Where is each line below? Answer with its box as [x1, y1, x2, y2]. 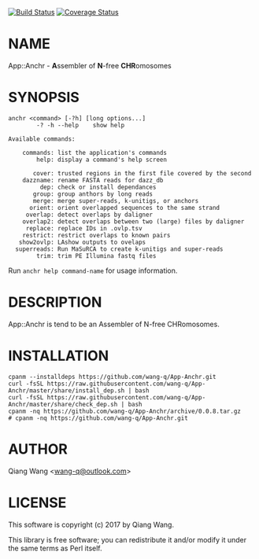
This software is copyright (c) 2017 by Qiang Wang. [8, 520, 175, 529]
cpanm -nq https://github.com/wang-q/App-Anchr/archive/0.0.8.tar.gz [8, 407, 242, 415]
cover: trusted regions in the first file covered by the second [32, 169, 252, 177]
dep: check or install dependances [39, 183, 157, 191]
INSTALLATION [8, 347, 109, 365]
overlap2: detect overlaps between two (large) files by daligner [22, 217, 245, 226]
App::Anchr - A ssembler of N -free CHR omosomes [8, 61, 172, 70]
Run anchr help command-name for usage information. [8, 266, 178, 275]
